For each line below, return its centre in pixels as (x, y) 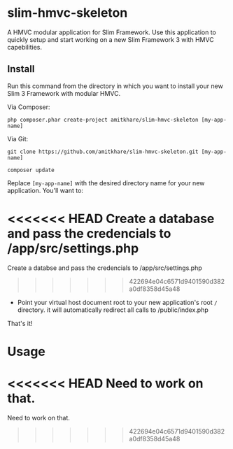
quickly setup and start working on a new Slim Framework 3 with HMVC (111, 39)
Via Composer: (29, 107)
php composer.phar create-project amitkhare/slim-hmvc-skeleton (103, 120)
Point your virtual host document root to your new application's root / (118, 302)
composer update (31, 170)
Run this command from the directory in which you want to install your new (115, 86)
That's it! (20, 323)
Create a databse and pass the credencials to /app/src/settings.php (105, 268)
